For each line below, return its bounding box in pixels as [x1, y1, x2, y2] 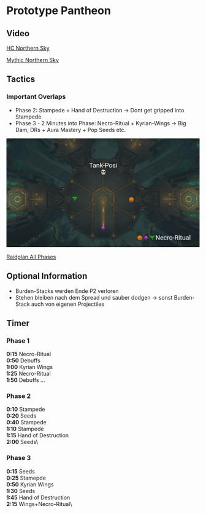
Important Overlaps [6, 93, 66, 101]
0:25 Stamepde [6, 474, 46, 481]
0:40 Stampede [6, 419, 47, 426]
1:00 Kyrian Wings [6, 364, 53, 371]
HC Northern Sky [6, 44, 50, 52]
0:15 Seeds [6, 467, 36, 475]
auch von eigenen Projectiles [31, 300, 105, 308]
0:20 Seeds [6, 412, 37, 419]
